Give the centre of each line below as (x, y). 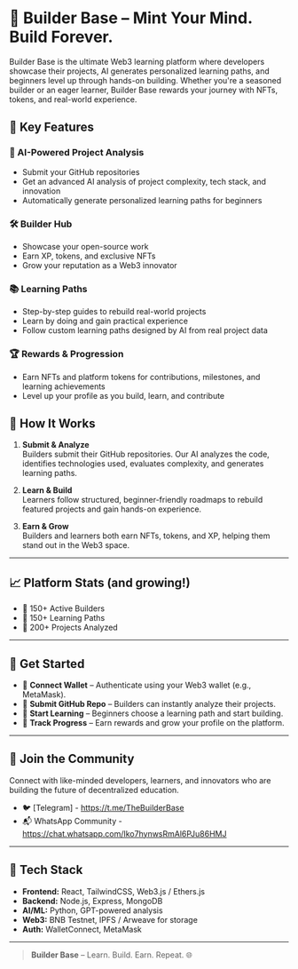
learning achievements (63, 386)
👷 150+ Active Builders (63, 608)
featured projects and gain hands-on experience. (112, 509)
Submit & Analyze (55, 445)
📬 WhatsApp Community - (72, 821)
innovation (41, 191)
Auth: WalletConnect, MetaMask (82, 929)
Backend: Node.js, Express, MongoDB (92, 901)
